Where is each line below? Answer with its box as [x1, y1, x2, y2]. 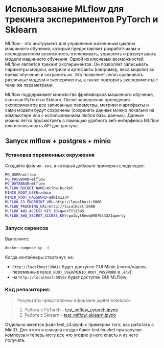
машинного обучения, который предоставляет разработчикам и [5, 46, 141, 51]
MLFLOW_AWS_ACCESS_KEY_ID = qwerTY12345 [5, 209, 84, 213]
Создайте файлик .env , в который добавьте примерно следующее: [5, 162, 145, 168]
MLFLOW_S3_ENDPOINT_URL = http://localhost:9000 [5, 199, 102, 204]
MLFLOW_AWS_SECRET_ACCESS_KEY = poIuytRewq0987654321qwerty [5, 213, 126, 218]
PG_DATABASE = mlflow [5, 181, 45, 186]
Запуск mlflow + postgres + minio [5, 137, 111, 145]
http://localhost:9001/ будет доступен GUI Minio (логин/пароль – [12, 263, 150, 270]
